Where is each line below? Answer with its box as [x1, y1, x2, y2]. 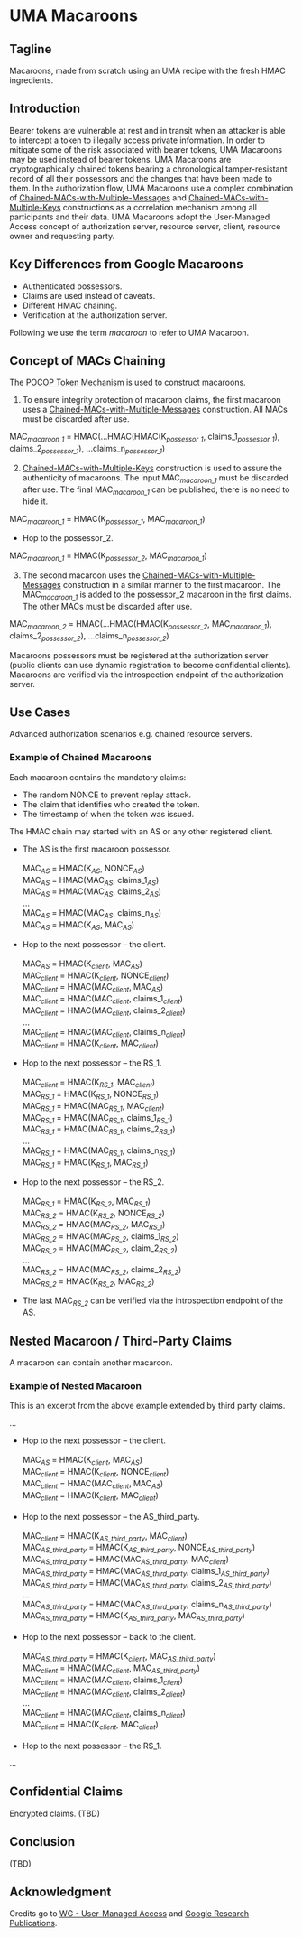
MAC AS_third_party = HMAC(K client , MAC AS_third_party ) [22, 1651, 216, 1663]
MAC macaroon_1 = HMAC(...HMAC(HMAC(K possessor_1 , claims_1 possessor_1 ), [9, 431, 280, 444]
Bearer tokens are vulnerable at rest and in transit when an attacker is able [9, 125, 286, 135]
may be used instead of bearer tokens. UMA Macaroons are [9, 154, 232, 164]
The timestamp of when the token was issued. [22, 808, 195, 819]
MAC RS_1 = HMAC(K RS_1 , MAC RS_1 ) [22, 1157, 149, 1169]
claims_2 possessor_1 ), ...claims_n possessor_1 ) [9, 443, 166, 456]
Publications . [9, 1918, 58, 1929]
